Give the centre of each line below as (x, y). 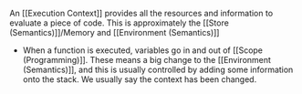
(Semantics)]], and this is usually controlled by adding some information (158, 69)
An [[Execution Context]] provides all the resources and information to (141, 13)
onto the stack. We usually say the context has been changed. (140, 79)
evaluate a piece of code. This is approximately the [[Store (120, 23)
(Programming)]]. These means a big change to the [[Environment (147, 60)
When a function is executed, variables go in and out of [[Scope (142, 50)
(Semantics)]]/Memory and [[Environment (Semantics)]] (115, 32)
